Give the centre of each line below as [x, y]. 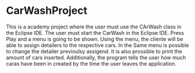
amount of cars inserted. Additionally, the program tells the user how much [96, 57]
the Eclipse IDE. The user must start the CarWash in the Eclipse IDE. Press [95, 32]
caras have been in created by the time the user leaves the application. [91, 63]
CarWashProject [47, 11]
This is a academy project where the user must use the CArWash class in [94, 27]
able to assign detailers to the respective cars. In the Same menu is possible [97, 45]
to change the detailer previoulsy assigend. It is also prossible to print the [94, 51]
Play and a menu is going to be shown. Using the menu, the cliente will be [95, 39]
